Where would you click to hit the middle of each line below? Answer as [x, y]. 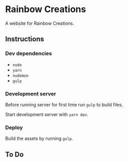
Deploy [14, 127]
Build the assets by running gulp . [39, 139]
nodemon [20, 76]
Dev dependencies [29, 53]
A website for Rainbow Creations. [40, 23]
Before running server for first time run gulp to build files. [64, 104]
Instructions [25, 39]
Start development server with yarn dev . [47, 114]
